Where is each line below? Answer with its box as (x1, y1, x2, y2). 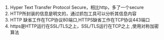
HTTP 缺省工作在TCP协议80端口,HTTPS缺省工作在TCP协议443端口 (10, 17, 150, 22)
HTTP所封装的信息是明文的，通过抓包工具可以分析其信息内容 (10, 10, 137, 16)
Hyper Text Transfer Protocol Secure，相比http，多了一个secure (10, 4, 144, 10)
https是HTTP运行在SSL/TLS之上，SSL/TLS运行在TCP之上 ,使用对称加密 (10, 23, 159, 29)
